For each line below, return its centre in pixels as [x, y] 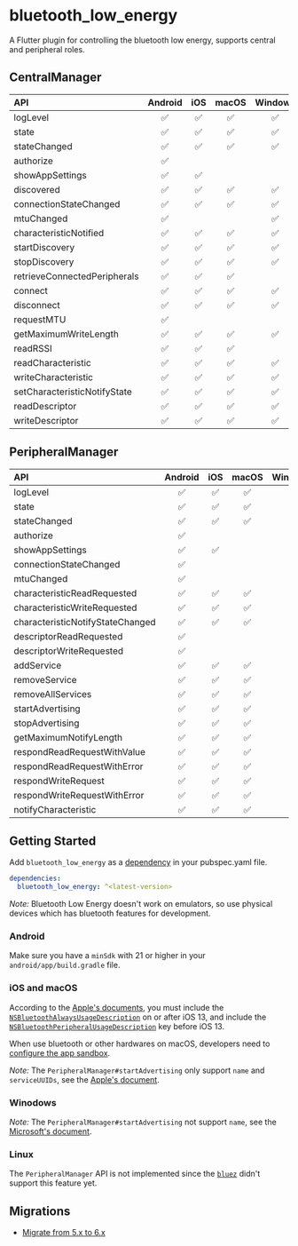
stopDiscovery [44, 261]
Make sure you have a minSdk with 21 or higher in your [107, 956]
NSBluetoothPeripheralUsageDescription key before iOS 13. [117, 1026]
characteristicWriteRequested [75, 607]
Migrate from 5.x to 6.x [64, 1233]
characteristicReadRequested [75, 593]
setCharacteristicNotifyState [73, 392]
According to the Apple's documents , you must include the [117, 1007]
